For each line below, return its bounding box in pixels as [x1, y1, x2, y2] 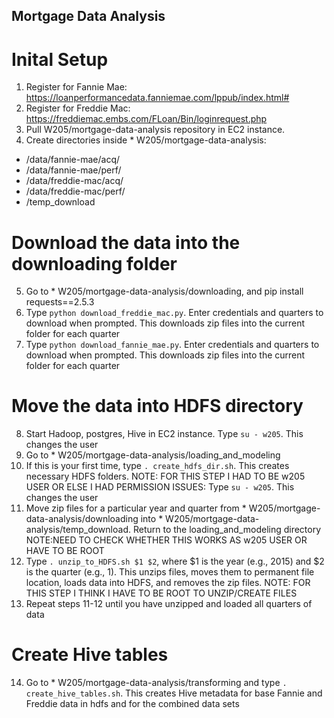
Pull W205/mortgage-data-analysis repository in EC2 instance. [25, 124, 286, 136]
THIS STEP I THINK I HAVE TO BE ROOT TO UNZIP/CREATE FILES [25, 587, 298, 599]
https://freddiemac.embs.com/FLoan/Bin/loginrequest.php [25, 113, 268, 125]
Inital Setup [11, 48, 109, 71]
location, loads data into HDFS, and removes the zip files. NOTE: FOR [25, 577, 311, 589]
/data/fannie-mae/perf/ [25, 164, 122, 176]
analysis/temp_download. [25, 524, 131, 536]
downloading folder [11, 252, 178, 275]
